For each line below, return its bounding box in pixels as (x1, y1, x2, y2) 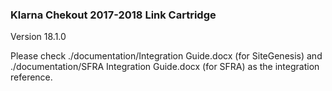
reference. (10, 71, 53, 83)
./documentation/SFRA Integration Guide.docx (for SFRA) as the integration (10, 61, 320, 73)
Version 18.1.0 (10, 31, 67, 43)
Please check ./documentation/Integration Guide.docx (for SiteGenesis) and (10, 50, 323, 62)
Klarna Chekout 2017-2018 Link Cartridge (10, 8, 217, 22)
